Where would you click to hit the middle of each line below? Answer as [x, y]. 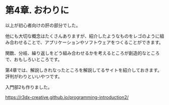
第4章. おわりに [37, 10]
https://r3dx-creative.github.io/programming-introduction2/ [67, 97]
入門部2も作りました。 [29, 87]
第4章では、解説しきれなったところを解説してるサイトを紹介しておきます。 [84, 70]
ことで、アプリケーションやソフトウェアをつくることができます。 [95, 42]
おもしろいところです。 [38, 59]
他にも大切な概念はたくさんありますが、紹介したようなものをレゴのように [82, 36]
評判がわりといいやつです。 [34, 76]
